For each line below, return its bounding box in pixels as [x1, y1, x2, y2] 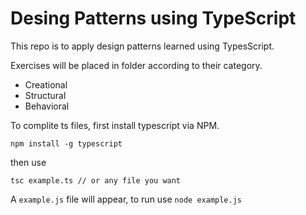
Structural [24, 89, 67, 101]
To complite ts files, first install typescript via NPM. [10, 119, 220, 131]
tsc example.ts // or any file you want [10, 175, 182, 186]
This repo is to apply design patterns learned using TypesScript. [10, 40, 275, 52]
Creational [24, 78, 68, 91]
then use [10, 156, 47, 168]
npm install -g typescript [10, 138, 123, 149]
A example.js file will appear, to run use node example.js [10, 193, 242, 205]
